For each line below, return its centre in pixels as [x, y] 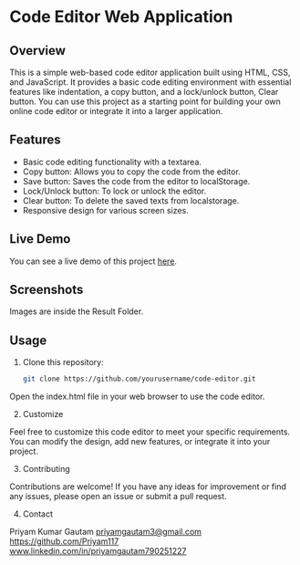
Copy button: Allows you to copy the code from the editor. [132, 172]
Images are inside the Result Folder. [77, 311]
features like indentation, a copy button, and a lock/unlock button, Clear [144, 92]
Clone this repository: [63, 362]
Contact [37, 514]
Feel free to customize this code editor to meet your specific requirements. [150, 432]
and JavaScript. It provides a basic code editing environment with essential [150, 82]
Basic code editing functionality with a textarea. [112, 162]
